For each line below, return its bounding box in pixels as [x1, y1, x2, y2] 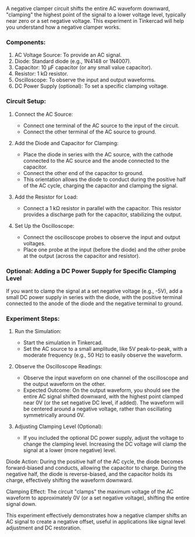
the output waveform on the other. [23, 381, 106, 388]
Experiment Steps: [6, 314, 60, 323]
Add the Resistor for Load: [14, 193, 78, 200]
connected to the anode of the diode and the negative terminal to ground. [6, 300, 183, 307]
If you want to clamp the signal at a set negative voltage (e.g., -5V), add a [6, 287, 183, 295]
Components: [6, 38, 46, 46]
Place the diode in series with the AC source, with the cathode [23, 151, 173, 158]
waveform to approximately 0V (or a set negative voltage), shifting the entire [6, 494, 190, 501]
